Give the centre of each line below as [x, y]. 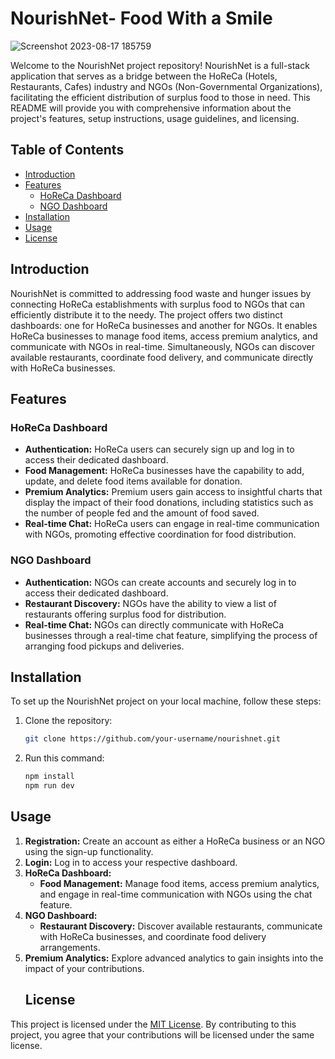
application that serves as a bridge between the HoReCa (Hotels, [144, 76]
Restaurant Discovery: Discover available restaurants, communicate [181, 926]
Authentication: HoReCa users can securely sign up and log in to [159, 449]
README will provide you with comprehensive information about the [151, 108]
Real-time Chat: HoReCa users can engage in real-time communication [172, 524]
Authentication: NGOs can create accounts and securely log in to [160, 582]
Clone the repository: [68, 721]
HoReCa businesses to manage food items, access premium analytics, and [164, 336]
